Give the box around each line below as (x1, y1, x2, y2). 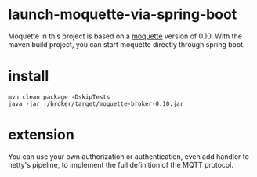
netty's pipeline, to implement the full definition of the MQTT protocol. (8, 160, 233, 169)
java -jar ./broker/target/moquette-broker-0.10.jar (8, 99, 184, 107)
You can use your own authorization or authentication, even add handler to (8, 151, 249, 161)
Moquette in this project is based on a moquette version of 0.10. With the (8, 31, 243, 41)
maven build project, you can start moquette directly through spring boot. (8, 39, 245, 49)
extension (8, 126, 74, 144)
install (8, 67, 49, 85)
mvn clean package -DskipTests (8, 92, 110, 101)
